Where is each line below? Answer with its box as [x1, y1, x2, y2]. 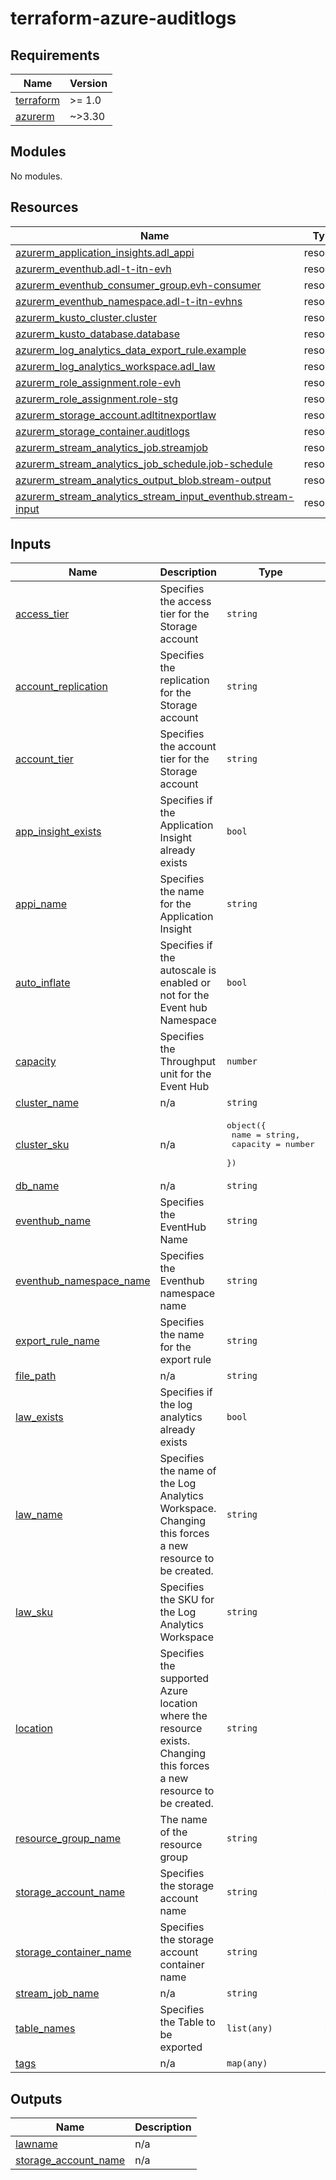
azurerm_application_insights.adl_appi [15, 245, 195, 259]
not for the [159, 988, 210, 1002]
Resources [10, 199, 79, 216]
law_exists [15, 1410, 64, 1424]
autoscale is [159, 963, 217, 977]
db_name [15, 1179, 60, 1193]
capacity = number [231, 1139, 315, 1150]
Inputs [10, 536, 52, 553]
